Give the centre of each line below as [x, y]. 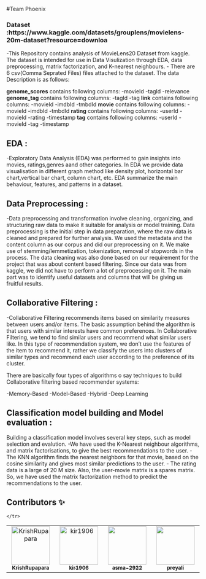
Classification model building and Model [85, 413]
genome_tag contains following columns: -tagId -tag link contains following [102, 98]
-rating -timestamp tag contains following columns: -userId [103, 118]
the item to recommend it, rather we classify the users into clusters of [94, 350]
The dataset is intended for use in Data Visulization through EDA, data [94, 60]
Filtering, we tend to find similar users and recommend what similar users [99, 337]
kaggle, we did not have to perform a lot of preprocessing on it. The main [99, 270]
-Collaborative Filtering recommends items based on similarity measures [98, 317]
